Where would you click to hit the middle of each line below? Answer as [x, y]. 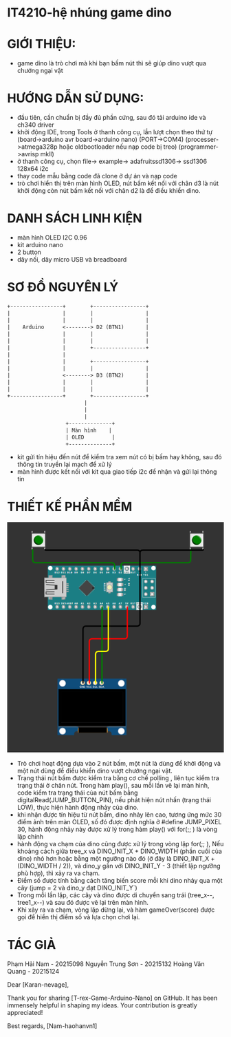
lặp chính [30, 837]
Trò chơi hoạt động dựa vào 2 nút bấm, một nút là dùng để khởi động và [119, 764]
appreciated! [25, 1012]
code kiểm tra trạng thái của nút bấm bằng [77, 793]
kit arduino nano [40, 245]
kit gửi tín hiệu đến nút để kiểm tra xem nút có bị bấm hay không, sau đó [119, 457]
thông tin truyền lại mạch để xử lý [64, 464]
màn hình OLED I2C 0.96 [52, 238]
